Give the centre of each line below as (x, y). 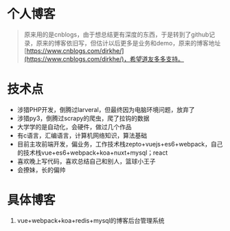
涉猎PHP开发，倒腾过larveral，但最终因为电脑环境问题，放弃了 (106, 109)
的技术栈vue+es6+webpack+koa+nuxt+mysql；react (92, 153)
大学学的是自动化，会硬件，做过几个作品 (74, 126)
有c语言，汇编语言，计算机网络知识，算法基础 (82, 135)
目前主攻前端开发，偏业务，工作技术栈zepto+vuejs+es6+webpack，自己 (120, 144)
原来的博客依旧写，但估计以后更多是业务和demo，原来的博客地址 (128, 43)
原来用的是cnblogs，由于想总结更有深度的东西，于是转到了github (116, 34)
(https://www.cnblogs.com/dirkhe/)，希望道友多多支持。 (104, 58)
